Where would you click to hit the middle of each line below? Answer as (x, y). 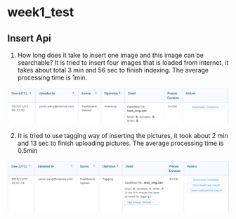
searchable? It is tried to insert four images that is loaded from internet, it (123, 63)
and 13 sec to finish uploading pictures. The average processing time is (120, 143)
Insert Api (29, 38)
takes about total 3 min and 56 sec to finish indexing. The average (113, 70)
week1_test (41, 12)
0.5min (27, 150)
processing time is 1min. (52, 77)
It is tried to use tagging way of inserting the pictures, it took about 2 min (123, 135)
